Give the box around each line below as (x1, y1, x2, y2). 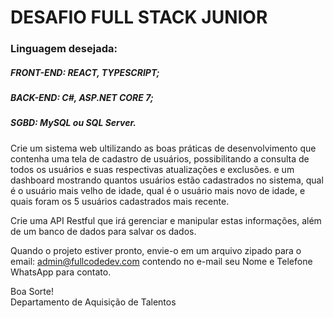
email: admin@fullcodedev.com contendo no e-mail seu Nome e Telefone (10, 255, 313, 267)
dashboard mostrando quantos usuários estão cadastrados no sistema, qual (10, 174, 324, 186)
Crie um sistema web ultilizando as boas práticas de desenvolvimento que (10, 142, 317, 154)
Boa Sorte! (10, 285, 54, 297)
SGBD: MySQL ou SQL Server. (10, 117, 137, 129)
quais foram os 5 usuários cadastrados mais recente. (10, 195, 230, 207)
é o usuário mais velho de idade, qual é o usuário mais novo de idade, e (10, 184, 306, 196)
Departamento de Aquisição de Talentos (10, 296, 177, 308)
